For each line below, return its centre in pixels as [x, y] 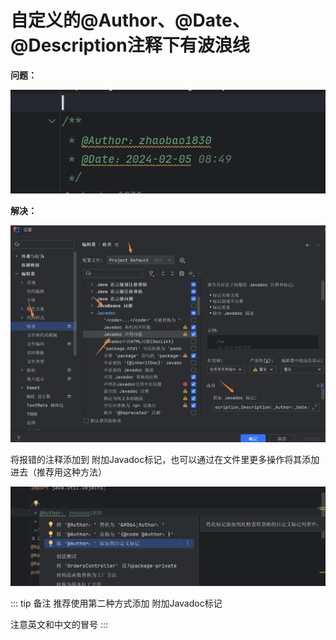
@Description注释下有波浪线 [130, 45]
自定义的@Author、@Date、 [130, 20]
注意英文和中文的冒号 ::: [59, 624]
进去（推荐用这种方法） [58, 472]
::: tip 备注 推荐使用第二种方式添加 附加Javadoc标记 [116, 603]
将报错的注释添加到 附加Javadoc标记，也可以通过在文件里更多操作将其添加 [165, 459]
